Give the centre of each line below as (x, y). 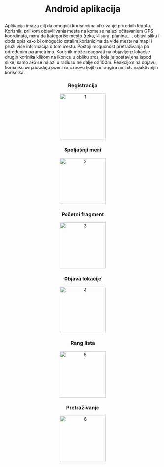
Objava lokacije (83, 279)
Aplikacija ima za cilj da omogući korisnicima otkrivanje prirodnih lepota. (78, 26)
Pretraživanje (83, 407)
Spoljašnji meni (83, 150)
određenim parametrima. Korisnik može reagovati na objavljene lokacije (78, 52)
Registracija (83, 86)
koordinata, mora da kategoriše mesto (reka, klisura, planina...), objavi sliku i (82, 36)
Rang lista (83, 343)
